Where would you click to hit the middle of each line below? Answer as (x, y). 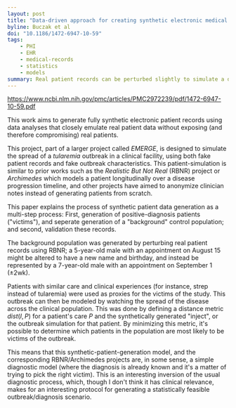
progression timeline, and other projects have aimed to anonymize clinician (116, 186)
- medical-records (47, 60)
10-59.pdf (21, 107)
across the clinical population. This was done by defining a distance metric (116, 309)
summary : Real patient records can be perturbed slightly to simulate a (116, 79)
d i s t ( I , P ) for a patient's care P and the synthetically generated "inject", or (113, 316)
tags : (15, 40)
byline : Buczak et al (39, 27)
